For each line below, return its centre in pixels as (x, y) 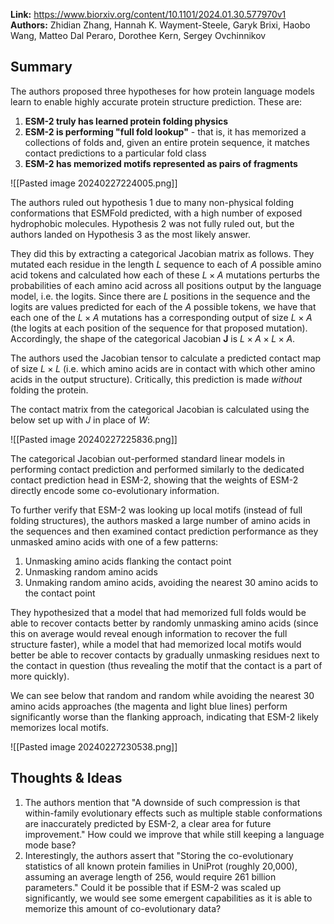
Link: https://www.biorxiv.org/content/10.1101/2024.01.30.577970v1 (148, 14)
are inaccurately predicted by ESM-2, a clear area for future (148, 823)
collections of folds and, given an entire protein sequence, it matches (167, 142)
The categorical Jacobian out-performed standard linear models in (147, 458)
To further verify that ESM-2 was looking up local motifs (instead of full (156, 510)
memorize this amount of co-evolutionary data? (123, 908)
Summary (41, 67)
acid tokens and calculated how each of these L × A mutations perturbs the (165, 275)
